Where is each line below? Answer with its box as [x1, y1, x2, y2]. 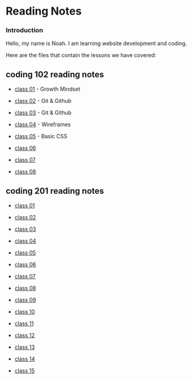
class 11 [14, 320, 34, 327]
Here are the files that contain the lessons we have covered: [5, 52, 156, 59]
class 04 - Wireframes [14, 121, 71, 128]
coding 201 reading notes [5, 186, 104, 196]
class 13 [14, 343, 35, 351]
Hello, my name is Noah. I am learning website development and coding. [5, 40, 188, 47]
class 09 [14, 297, 37, 304]
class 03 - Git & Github [14, 109, 72, 116]
